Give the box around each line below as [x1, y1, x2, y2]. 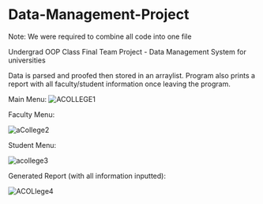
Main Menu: [8, 94, 47, 104]
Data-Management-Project [8, 6, 190, 24]
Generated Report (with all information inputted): [8, 171, 166, 180]
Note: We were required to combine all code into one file [8, 32, 192, 41]
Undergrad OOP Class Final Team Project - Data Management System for [8, 47, 246, 56]
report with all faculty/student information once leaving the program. [8, 79, 231, 89]
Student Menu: [8, 140, 57, 149]
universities [8, 55, 46, 65]
